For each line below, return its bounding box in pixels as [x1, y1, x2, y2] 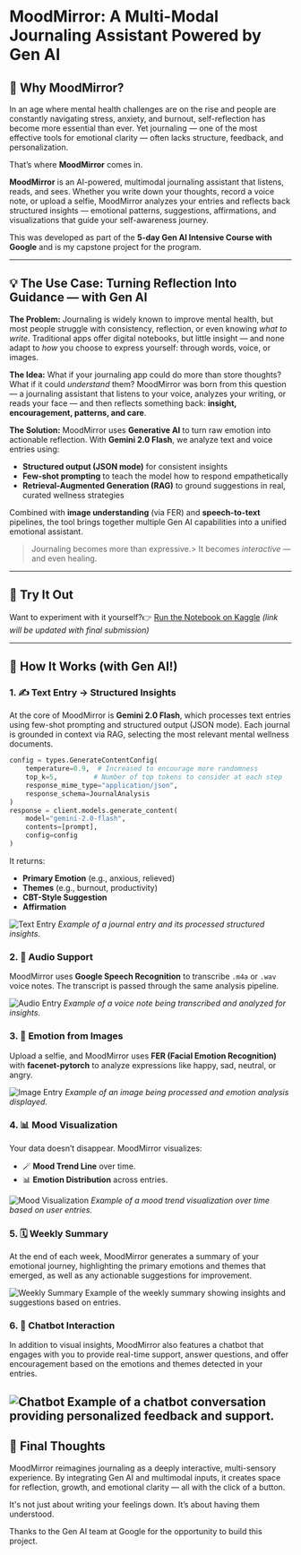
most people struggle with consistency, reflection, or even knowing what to [9, 323, 288, 333]
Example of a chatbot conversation [66, 1394, 267, 1409]
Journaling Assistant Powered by [9, 25, 262, 46]
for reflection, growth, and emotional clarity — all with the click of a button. [9, 1482, 286, 1492]
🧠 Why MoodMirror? [9, 80, 125, 95]
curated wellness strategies [21, 489, 125, 500]
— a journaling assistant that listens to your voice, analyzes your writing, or [9, 388, 287, 399]
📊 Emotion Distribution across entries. [21, 1174, 168, 1185]
